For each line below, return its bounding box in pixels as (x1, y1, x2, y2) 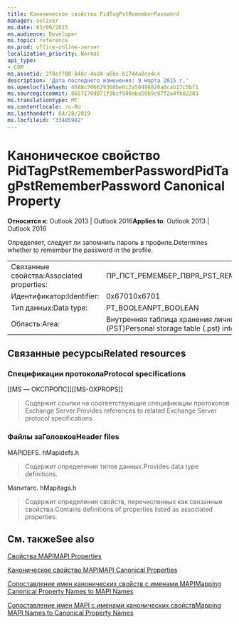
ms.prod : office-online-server (7, 44, 100, 51)
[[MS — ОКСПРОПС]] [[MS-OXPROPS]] (7, 385, 123, 393)
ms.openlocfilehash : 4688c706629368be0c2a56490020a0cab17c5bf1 (7, 84, 199, 91)
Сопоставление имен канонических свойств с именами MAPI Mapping (7, 580, 222, 588)
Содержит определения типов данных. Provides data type (24, 462, 199, 470)
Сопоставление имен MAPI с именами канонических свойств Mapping (7, 601, 222, 610)
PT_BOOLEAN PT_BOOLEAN (105, 303, 199, 313)
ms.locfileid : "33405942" (7, 116, 84, 124)
